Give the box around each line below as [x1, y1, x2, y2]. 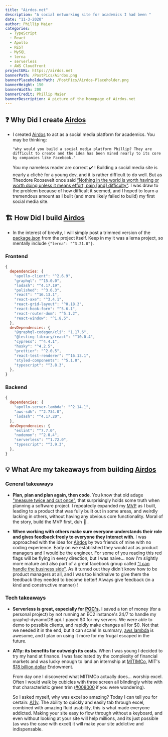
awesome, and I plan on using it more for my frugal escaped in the [12, 632, 149, 638]
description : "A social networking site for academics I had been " [5, 12, 151, 17]
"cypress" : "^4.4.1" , [14, 339, 59, 344]
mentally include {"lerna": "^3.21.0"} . [12, 240, 94, 246]
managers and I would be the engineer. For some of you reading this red [12, 550, 162, 556]
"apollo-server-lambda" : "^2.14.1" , [14, 405, 91, 410]
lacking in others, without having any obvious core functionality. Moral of [12, 513, 163, 519]
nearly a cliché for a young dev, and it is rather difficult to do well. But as [12, 172, 162, 178]
